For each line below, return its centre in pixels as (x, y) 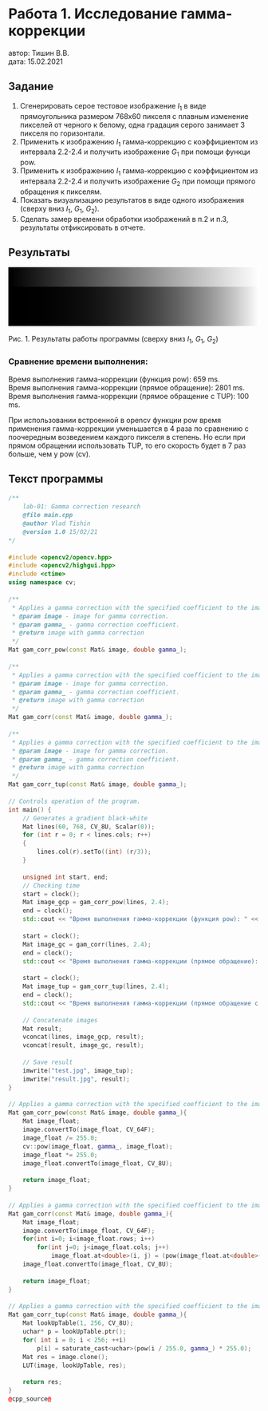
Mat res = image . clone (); (66, 1357)
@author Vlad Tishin (57, 524)
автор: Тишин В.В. (39, 53)
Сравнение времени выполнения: (78, 362)
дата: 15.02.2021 (36, 61)
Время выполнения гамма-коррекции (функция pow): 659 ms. (114, 379)
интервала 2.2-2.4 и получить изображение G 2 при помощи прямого (138, 182)
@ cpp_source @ (30, 1399)
